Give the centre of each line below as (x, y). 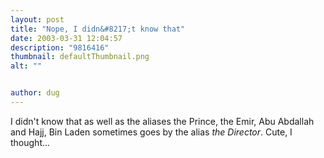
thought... (30, 142)
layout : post (37, 19)
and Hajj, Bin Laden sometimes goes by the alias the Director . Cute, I (151, 132)
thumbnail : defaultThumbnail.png (80, 57)
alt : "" (26, 66)
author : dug (35, 93)
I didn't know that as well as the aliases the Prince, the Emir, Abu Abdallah (162, 121)
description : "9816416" (60, 47)
